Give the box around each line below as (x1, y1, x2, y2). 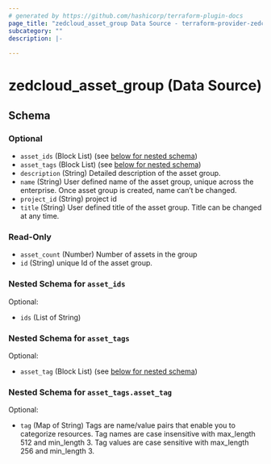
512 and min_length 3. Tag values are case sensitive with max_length (19, 437, 249, 448)
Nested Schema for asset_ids (8, 278, 126, 290)
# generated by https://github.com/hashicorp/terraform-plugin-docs (8, 11, 244, 20)
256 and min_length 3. (19, 446, 95, 456)
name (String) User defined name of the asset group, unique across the (19, 177, 254, 186)
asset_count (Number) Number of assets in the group (19, 249, 198, 259)
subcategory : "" (8, 27, 63, 35)
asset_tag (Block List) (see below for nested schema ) (19, 366, 198, 376)
